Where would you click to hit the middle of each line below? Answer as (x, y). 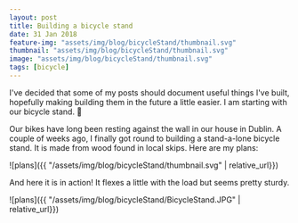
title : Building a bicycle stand (71, 26)
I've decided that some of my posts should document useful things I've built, (149, 92)
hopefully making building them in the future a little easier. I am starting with (148, 102)
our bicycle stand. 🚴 (46, 111)
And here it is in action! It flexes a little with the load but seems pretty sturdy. (149, 182)
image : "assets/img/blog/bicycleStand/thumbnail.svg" (111, 59)
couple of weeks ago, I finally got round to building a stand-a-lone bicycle (145, 138)
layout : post (33, 17)
